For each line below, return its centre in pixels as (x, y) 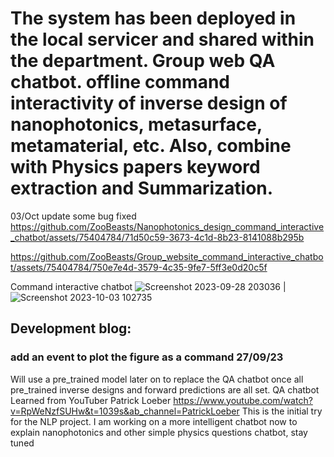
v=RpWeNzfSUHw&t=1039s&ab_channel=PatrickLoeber (125, 411)
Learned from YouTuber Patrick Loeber (91, 400)
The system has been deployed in (153, 18)
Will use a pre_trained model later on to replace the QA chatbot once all (157, 379)
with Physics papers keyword (135, 167)
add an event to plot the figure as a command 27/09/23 (147, 357)
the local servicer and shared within (162, 39)
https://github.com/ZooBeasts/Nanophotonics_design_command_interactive (167, 226)
